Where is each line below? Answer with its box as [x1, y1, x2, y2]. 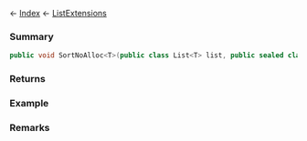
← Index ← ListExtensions [9, 8, 107, 18]
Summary [9, 30, 55, 43]
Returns [9, 73, 46, 86]
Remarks [9, 121, 50, 134]
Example [9, 97, 49, 110]
